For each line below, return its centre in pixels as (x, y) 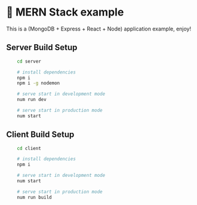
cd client (29, 148)
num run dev (32, 100)
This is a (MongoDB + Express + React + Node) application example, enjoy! (99, 29)
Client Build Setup (40, 135)
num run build (34, 197)
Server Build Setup (42, 48)
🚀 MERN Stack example (65, 12)
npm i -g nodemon (39, 83)
